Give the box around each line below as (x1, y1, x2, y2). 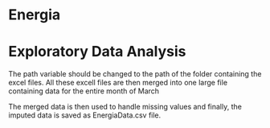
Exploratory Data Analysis (8, 43, 186, 61)
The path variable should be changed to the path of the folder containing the (8, 69, 262, 79)
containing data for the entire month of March (8, 86, 159, 96)
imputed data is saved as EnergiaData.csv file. (8, 110, 162, 120)
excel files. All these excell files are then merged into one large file (8, 78, 227, 88)
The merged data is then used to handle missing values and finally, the (8, 102, 243, 112)
